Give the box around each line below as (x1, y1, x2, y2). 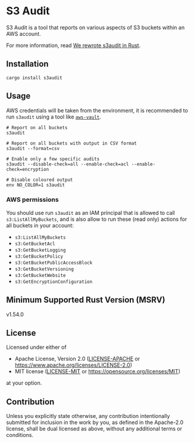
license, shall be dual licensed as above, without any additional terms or (6, 425, 183, 432)
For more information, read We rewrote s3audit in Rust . (6, 42, 141, 49)
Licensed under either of (6, 344, 67, 351)
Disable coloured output (11, 177, 73, 183)
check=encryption (6, 166, 49, 172)
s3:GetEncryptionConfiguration (14, 279, 93, 285)
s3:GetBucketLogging (14, 247, 66, 253)
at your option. (6, 379, 42, 386)
